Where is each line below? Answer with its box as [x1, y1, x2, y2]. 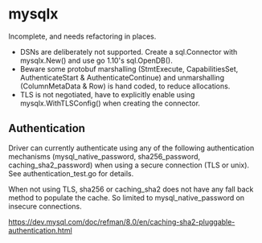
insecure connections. [8, 201, 82, 211]
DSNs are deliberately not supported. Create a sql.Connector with [19, 47, 238, 56]
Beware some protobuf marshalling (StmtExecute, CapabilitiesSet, [19, 64, 239, 73]
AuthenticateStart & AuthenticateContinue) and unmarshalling [19, 72, 225, 82]
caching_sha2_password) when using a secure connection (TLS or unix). [8, 160, 250, 170]
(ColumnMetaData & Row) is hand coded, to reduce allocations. [19, 81, 231, 91]
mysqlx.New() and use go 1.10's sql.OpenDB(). [19, 56, 173, 65]
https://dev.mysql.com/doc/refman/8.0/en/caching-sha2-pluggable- [8, 216, 235, 226]
